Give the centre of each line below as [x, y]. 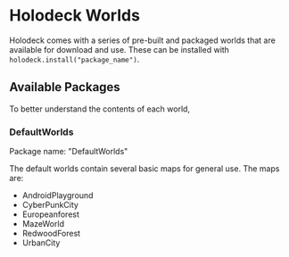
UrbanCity [41, 243]
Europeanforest [51, 214]
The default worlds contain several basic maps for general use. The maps [144, 169]
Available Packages [65, 87]
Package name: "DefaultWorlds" [69, 152]
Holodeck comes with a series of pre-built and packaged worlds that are [143, 40]
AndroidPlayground [58, 195]
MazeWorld [43, 224]
